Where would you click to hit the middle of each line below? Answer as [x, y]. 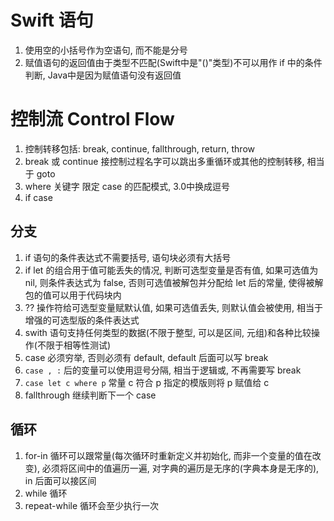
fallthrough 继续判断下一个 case [90, 395]
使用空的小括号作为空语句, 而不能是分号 [106, 50]
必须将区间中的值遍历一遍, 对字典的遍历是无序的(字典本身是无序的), [180, 468]
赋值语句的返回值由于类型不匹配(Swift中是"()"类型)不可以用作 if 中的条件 [173, 62]
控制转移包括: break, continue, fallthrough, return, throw [140, 148]
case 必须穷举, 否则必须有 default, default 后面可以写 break [146, 357]
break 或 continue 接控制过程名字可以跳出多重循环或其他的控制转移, [164, 161]
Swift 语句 [52, 20]
